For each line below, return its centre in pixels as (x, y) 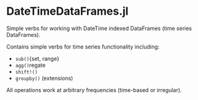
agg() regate (30, 65)
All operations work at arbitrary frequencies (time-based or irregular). (94, 90)
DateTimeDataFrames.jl (67, 11)
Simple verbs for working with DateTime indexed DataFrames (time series (99, 28)
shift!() (26, 72)
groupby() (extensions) (44, 78)
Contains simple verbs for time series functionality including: (83, 47)
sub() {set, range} (37, 58)
